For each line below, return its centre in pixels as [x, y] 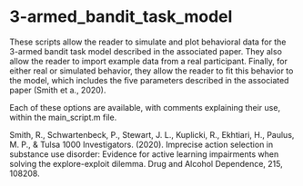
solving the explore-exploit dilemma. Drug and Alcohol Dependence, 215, [146, 163]
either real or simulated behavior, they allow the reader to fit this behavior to [151, 71]
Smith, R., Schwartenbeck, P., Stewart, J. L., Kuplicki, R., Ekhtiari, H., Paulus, [152, 134]
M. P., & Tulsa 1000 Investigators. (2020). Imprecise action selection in [141, 144]
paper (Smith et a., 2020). [58, 90]
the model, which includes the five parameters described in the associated [149, 80]
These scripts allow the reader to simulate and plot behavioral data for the [148, 42]
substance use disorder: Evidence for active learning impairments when [144, 154]
